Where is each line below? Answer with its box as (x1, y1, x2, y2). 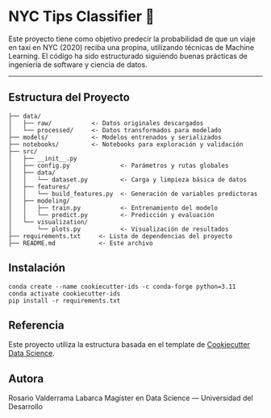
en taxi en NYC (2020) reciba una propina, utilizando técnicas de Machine (8, 42, 255, 52)
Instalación (8, 261, 66, 275)
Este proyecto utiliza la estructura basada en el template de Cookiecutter (8, 340, 250, 349)
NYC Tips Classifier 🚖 (8, 7, 155, 26)
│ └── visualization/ (8, 218, 89, 226)
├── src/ (8, 147, 38, 156)
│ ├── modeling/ (8, 197, 70, 205)
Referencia (8, 318, 65, 332)
